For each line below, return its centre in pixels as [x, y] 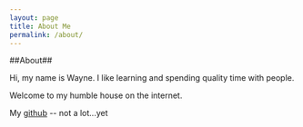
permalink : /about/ [46, 34]
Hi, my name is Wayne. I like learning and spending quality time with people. [152, 78]
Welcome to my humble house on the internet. [96, 95]
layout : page [34, 18]
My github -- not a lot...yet [59, 113]
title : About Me [40, 26]
